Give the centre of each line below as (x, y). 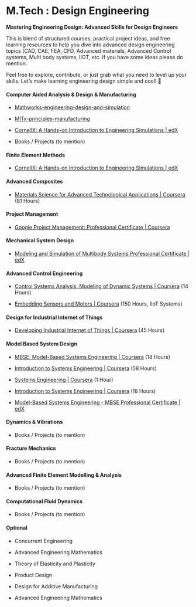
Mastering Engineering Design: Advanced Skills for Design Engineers (92, 27)
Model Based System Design (42, 344)
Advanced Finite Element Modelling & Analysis (64, 475)
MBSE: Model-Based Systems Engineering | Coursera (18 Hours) (92, 357)
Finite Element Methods (36, 155)
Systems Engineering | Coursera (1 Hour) (64, 379)
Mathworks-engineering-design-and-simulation (72, 107)
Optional (17, 528)
